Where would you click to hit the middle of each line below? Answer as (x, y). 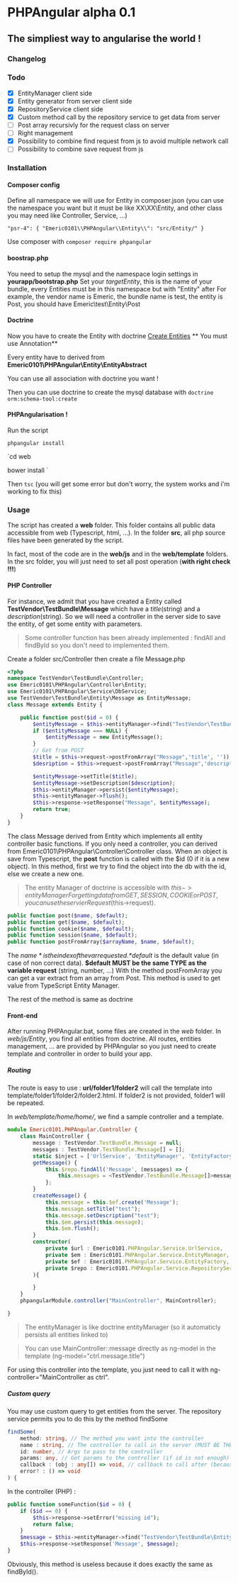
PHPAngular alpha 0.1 (72, 12)
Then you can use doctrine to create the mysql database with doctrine (110, 392)
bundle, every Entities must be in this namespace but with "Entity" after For (117, 289)
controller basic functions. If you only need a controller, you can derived (113, 844)
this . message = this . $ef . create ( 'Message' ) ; (112, 1202)
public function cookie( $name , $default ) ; (71, 929)
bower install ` (28, 470)
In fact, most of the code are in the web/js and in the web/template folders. (118, 554)
